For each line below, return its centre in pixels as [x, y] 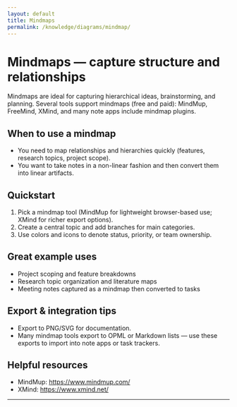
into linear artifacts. [45, 173]
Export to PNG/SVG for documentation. [74, 328]
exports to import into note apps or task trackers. [89, 343]
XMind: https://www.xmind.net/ [63, 389]
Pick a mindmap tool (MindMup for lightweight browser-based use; [115, 212]
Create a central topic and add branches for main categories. [106, 227]
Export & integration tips [62, 311]
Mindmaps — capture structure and [114, 62]
